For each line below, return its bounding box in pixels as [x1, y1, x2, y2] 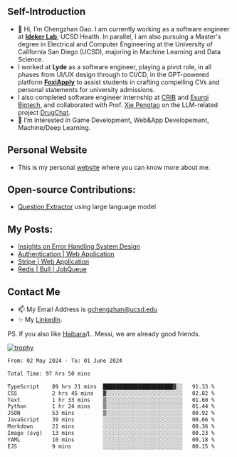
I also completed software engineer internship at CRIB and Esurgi [17, 93, 209, 101]
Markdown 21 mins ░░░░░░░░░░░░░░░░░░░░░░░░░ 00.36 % [7, 423, 215, 431]
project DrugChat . [17, 108, 71, 116]
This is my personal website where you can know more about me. [17, 163, 211, 171]
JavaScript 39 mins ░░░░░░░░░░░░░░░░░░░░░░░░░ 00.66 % [7, 416, 215, 423]
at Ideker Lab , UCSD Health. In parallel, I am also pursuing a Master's [17, 32, 221, 41]
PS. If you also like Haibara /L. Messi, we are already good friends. [7, 330, 201, 338]
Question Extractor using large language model [17, 203, 157, 211]
